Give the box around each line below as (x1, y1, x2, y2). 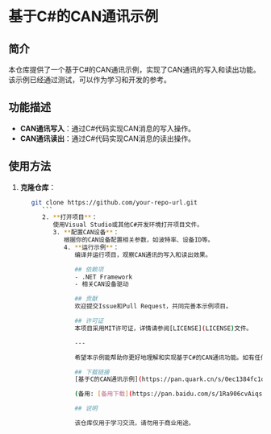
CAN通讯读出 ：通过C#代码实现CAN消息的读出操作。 (19, 134, 196, 143)
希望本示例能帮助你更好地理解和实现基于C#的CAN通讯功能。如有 (74, 353, 256, 362)
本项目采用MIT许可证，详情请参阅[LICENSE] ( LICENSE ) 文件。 (74, 324, 252, 333)
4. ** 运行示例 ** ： (63, 243, 119, 251)
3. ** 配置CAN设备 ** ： (52, 229, 119, 237)
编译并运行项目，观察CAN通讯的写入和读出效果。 (74, 250, 212, 258)
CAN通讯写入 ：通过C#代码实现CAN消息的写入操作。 (19, 123, 196, 133)
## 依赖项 (74, 265, 104, 274)
